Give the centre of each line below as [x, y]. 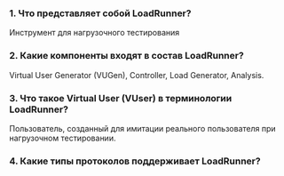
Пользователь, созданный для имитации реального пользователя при [143, 128]
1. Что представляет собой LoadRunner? [100, 13]
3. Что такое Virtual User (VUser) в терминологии [121, 98]
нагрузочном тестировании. [63, 138]
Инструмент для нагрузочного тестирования [95, 33]
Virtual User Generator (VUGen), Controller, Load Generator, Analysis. [137, 75]
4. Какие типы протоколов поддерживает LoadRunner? [135, 161]
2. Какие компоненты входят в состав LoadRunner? [126, 56]
